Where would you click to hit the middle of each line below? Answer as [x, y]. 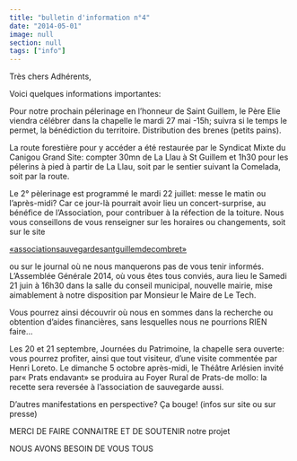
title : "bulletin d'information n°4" [80, 17]
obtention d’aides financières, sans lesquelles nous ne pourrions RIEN [138, 322]
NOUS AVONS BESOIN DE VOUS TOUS [82, 448]
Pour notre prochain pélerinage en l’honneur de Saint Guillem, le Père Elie [145, 111]
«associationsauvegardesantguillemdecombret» [98, 249]
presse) [23, 414]
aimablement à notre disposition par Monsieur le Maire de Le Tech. [133, 295]
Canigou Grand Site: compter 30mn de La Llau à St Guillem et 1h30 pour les [149, 157]
